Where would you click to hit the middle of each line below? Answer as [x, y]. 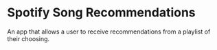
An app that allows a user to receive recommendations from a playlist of [109, 32]
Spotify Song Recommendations [101, 13]
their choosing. [28, 38]
